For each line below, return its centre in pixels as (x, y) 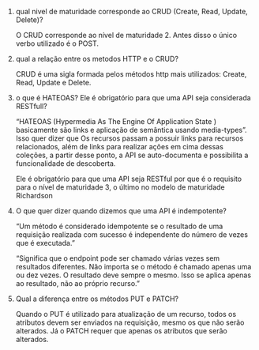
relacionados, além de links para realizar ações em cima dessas (119, 147)
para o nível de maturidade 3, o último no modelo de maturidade (120, 187)
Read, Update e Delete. (53, 83)
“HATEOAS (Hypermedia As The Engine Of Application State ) (116, 121)
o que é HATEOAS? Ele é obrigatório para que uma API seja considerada (133, 98)
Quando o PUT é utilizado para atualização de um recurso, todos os (126, 314)
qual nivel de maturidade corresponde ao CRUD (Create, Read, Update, (132, 11)
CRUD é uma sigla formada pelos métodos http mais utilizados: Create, (131, 74)
